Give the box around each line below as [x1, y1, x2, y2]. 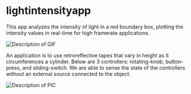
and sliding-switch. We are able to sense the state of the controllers [22, 64, 185, 71]
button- [165, 58, 184, 65]
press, [6, 64, 22, 71]
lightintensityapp [6, 4, 91, 17]
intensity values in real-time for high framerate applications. [6, 29, 150, 36]
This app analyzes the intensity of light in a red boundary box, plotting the [6, 23, 184, 30]
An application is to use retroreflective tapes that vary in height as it [6, 52, 169, 59]
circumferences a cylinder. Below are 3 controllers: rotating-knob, [6, 58, 165, 65]
